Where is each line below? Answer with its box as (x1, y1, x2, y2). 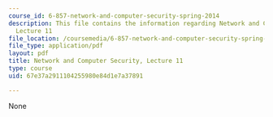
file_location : (8, 34, 60, 43)
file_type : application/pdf (8, 42, 104, 50)
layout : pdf (8, 49, 49, 57)
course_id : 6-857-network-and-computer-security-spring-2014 (8, 11, 220, 20)
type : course (8, 65, 53, 73)
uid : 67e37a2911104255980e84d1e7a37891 (8, 72, 144, 80)
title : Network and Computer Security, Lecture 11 (8, 57, 184, 65)
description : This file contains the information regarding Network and (8, 19, 260, 27)
